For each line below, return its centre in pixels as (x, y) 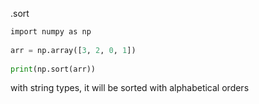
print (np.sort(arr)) (53, 69)
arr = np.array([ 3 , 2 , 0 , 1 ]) (73, 50)
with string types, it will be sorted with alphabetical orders (130, 88)
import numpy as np (51, 32)
